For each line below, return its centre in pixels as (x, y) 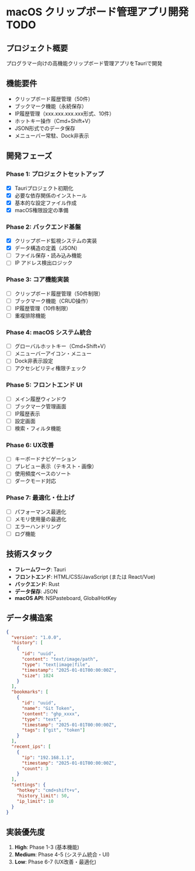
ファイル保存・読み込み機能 (48, 256)
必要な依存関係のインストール (51, 195)
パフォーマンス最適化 (40, 511)
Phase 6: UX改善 (30, 445)
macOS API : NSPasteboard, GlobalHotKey (65, 598)
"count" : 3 (35, 768)
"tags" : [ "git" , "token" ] (53, 730)
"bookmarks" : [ (30, 692)
